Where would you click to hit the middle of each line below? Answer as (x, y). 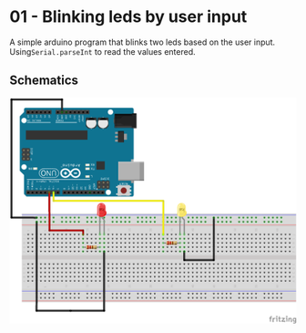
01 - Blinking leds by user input (128, 17)
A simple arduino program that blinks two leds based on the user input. (143, 42)
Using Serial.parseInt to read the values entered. (102, 51)
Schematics (44, 81)
